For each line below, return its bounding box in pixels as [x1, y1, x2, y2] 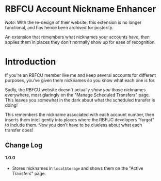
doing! [5, 102, 18, 108]
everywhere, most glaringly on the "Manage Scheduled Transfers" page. [5, 92, 150, 98]
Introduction [5, 56, 56, 67]
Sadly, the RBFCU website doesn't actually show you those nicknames [5, 86, 146, 93]
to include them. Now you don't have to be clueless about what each [5, 122, 142, 128]
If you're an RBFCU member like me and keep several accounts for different [5, 72, 156, 78]
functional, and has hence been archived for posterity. [5, 24, 113, 30]
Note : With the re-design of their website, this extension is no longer [5, 19, 142, 25]
